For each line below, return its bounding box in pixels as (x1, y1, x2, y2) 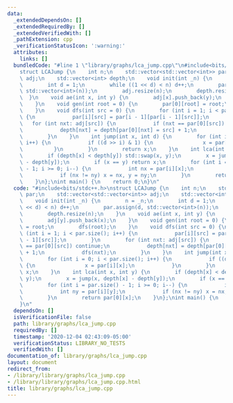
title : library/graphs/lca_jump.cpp (7, 385, 113, 392)
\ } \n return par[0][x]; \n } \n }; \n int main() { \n (19, 295, 218, 302)
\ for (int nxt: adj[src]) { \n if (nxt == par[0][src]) (19, 120, 225, 127)
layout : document (7, 359, 58, 366)
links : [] (19, 56, 49, 63)
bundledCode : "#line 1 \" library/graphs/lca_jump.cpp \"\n (13, 62, 185, 69)
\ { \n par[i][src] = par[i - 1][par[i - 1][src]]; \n (19, 113, 209, 120)
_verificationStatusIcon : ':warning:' (13, 42, 126, 49)
